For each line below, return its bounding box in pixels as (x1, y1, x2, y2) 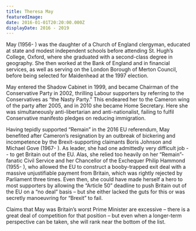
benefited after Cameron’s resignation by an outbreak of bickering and (6, 133, 176, 140)
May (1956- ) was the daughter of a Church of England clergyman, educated (6, 41, 190, 48)
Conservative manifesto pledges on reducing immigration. (6, 115, 146, 122)
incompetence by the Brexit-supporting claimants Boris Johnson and (6, 138, 172, 145)
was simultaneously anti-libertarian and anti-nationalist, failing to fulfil (6, 108, 174, 116)
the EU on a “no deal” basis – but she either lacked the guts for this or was (6, 188, 185, 195)
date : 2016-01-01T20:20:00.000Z (6, 19, 85, 25)
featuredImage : (6, 14, 43, 20)
